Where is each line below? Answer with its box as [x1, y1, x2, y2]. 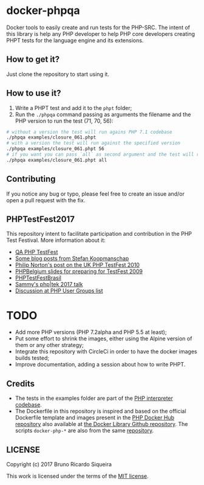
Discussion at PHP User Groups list [15, 287, 103, 295]
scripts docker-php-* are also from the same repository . [15, 427, 154, 435]
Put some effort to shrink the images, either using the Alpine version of [15, 335, 192, 342]
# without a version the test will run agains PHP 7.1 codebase [6, 129, 172, 135]
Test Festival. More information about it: [6, 236, 106, 244]
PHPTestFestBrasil [15, 274, 62, 281]
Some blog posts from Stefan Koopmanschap [15, 255, 129, 262]
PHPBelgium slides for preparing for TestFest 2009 [15, 268, 143, 275]
